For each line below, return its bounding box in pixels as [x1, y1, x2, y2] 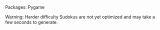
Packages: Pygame [5, 4, 45, 10]
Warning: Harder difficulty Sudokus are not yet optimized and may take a [5, 14, 155, 19]
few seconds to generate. [5, 19, 58, 25]
